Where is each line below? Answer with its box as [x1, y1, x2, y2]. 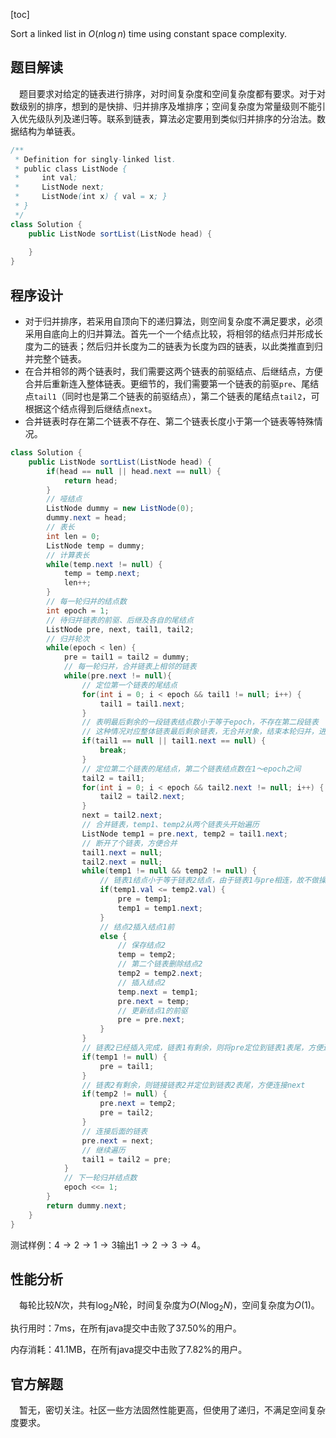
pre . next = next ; [81, 1135, 155, 1146]
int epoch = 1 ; [46, 605, 110, 616]
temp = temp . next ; [63, 569, 141, 579]
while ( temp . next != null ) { [46, 559, 163, 569]
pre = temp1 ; [117, 894, 172, 904]
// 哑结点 [46, 494, 83, 504]
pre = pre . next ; [117, 1015, 186, 1025]
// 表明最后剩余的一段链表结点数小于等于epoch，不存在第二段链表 [81, 717, 319, 728]
